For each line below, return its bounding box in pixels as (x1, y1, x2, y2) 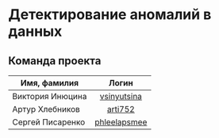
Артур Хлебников (12, 104, 81, 114)
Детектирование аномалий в (8, 6, 212, 24)
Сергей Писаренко (12, 117, 86, 128)
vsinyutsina (99, 91, 143, 102)
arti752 (106, 104, 135, 114)
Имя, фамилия (20, 78, 79, 88)
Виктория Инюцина (12, 91, 87, 102)
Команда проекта (8, 54, 102, 67)
